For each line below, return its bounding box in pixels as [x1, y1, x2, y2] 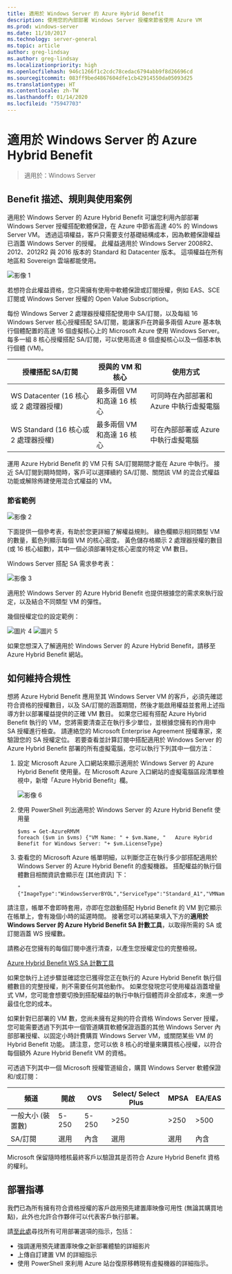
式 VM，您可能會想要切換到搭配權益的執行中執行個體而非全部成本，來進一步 [7, 991, 224, 999]
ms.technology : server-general [7, 36, 97, 43]
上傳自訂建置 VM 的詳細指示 [17, 1250, 97, 1259]
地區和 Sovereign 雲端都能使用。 [7, 256, 100, 264]
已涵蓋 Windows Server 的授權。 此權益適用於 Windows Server [7, 239, 186, 247]
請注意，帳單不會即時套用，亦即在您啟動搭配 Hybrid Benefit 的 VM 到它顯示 [7, 903, 222, 911]
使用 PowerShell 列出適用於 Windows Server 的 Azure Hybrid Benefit [17, 805, 213, 814]
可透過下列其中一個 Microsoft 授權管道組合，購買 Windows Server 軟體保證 [7, 1064, 221, 1072]
